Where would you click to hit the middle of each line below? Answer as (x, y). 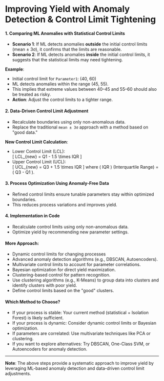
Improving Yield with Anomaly (68, 9)
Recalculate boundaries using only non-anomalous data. (69, 122)
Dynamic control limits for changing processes (59, 254)
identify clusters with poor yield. (44, 285)
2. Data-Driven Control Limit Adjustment (47, 111)
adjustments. (18, 374)
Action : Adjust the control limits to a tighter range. (62, 100)
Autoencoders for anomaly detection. (50, 349)
